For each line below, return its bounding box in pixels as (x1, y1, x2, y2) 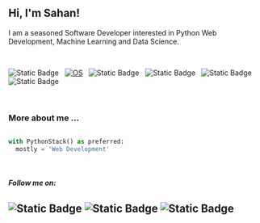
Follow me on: (8, 178, 57, 188)
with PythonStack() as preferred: (8, 137, 125, 146)
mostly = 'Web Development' (15, 145, 111, 153)
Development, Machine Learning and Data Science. (8, 36, 179, 46)
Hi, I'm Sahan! (8, 6, 81, 20)
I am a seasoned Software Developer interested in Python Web (8, 27, 217, 37)
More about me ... (8, 112, 79, 124)
